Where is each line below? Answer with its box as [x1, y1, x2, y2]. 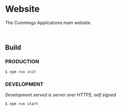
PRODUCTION [5, 58, 39, 65]
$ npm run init [5, 69, 36, 74]
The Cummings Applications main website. [5, 20, 92, 26]
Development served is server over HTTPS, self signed [5, 92, 117, 98]
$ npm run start [5, 101, 38, 106]
